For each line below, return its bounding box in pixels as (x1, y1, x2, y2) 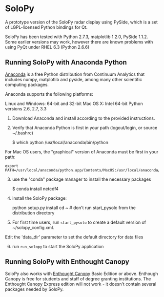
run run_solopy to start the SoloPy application (12, 243, 104, 249)
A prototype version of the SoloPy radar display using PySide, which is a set (5, 19, 158, 25)
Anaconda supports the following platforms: (5, 91, 94, 97)
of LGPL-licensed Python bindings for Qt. (5, 24, 88, 30)
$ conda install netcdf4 (12, 186, 59, 191)
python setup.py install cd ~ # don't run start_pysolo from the (12, 205, 136, 211)
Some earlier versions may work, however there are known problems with (5, 39, 153, 44)
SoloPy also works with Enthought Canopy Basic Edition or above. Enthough (5, 271, 158, 276)
